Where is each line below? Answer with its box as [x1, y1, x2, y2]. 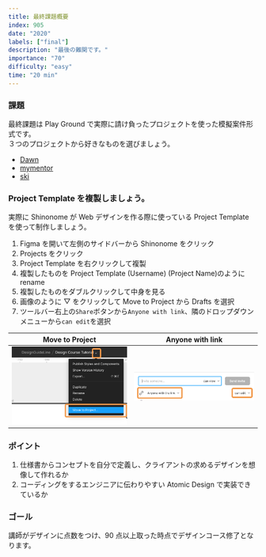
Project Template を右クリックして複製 [19, 259, 146, 268]
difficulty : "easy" [8, 63, 73, 71]
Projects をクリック [19, 249, 84, 259]
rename [19, 278, 45, 287]
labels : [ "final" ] [8, 38, 69, 46]
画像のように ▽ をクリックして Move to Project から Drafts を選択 [19, 297, 235, 306]
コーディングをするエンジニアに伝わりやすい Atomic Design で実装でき [19, 479, 252, 490]
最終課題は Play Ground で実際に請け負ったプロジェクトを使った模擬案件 [8, 119, 247, 129]
